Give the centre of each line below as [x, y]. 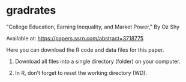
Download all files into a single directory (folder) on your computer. [98, 61]
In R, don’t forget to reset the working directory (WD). [81, 72]
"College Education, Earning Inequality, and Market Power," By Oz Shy [93, 27]
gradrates [31, 10]
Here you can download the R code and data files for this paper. [85, 50]
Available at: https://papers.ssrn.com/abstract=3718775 [75, 38]
